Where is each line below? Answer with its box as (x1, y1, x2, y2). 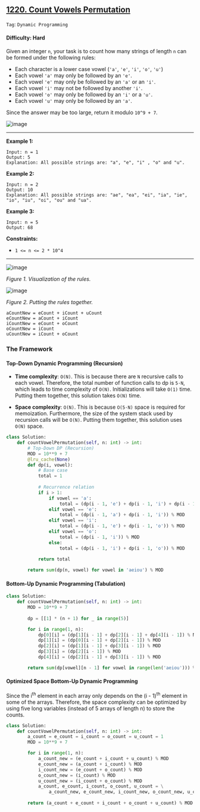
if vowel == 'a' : (48, 495, 92, 501)
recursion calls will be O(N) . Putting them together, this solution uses (14, 416, 183, 424)
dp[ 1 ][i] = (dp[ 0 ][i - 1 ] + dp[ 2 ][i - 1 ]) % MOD (37, 638, 161, 644)
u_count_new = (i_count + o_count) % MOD (37, 778, 143, 784)
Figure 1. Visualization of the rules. (6, 275, 91, 283)
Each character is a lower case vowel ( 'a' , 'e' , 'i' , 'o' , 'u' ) (14, 66, 164, 73)
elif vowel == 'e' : (48, 506, 97, 513)
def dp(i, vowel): (27, 462, 73, 468)
